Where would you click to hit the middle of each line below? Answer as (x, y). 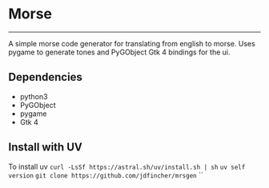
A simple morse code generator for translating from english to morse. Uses (132, 43)
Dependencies (45, 77)
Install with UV (45, 148)
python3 (34, 96)
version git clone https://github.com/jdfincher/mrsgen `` (106, 175)
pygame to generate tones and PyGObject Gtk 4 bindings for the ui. (119, 52)
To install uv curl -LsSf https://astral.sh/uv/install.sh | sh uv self (127, 166)
